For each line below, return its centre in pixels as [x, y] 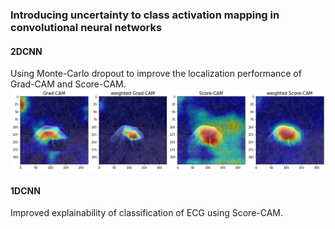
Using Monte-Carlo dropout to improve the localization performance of [156, 74]
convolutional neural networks [86, 27]
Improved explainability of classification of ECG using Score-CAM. [147, 213]
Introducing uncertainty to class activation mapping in [145, 15]
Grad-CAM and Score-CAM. [68, 84]
